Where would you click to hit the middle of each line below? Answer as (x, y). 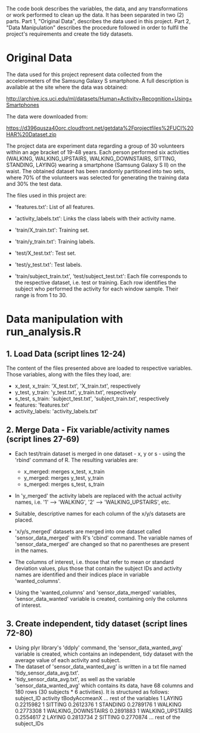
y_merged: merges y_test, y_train (64, 478)
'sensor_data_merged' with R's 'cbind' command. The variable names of (103, 538)
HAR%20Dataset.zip (31, 134)
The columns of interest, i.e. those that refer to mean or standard (94, 562)
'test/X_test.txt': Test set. (45, 253)
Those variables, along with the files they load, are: (69, 374)
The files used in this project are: (46, 195)
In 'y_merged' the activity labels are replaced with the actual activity (98, 495)
